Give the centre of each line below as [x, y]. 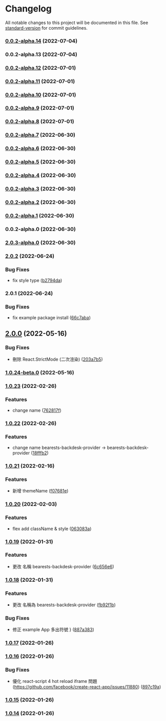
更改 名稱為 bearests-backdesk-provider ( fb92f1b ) [64, 605]
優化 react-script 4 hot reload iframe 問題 [55, 681]
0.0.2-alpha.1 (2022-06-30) [40, 215]
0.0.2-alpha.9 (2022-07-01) [40, 108]
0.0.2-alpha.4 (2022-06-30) [41, 175]
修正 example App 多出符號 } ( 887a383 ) [53, 630]
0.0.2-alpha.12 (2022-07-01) [41, 68]
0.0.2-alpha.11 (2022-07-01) [40, 81]
